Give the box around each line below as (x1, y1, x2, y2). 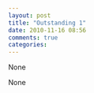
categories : (8, 41, 47, 49)
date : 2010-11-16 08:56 (8, 26, 87, 34)
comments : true (8, 33, 58, 42)
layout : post (8, 11, 51, 20)
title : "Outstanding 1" (8, 19, 87, 27)
